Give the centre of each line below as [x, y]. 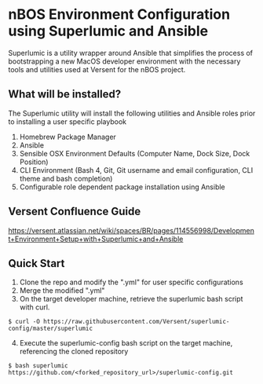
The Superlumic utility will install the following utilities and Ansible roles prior [132, 113]
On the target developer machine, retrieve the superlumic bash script [131, 299]
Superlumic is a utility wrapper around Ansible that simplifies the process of [131, 53]
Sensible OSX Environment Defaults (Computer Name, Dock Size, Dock [135, 153]
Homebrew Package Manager [68, 137]
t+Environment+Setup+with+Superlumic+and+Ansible [96, 239]
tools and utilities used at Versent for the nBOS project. [97, 69]
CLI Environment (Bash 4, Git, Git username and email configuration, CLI [136, 170]
